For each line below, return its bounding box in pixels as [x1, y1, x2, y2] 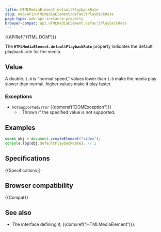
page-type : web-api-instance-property [5, 16, 83, 21]
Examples [5, 123, 35, 132]
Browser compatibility [5, 181, 74, 190]
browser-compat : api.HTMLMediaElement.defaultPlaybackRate [5, 20, 127, 26]
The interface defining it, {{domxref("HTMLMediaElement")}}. [12, 221, 136, 227]
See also [5, 208, 32, 217]
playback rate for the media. [5, 49, 62, 55]
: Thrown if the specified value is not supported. [19, 109, 115, 115]
